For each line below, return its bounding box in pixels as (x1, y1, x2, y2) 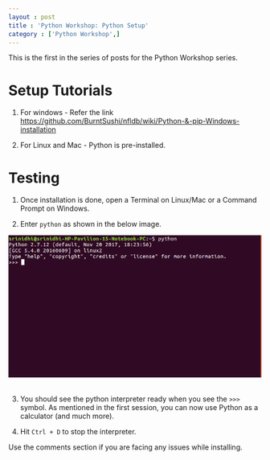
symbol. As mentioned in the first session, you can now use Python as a (19, 402, 259, 412)
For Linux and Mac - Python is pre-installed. (19, 141, 166, 150)
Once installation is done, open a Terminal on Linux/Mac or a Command (19, 195, 257, 205)
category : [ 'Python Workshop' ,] (8, 30, 121, 38)
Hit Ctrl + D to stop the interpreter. (19, 426, 137, 436)
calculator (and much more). (19, 411, 115, 421)
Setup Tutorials (8, 81, 112, 100)
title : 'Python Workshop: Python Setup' (8, 21, 149, 30)
